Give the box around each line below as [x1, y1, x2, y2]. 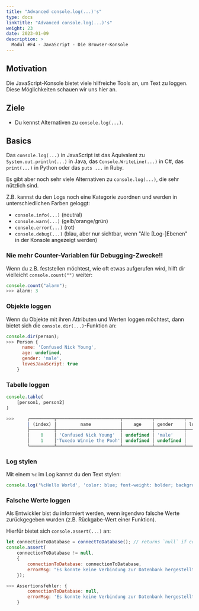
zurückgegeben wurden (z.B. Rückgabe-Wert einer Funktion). [6, 516, 156, 523]
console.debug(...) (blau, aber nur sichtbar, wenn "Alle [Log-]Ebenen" [14, 230, 188, 237]
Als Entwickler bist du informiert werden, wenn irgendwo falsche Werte [6, 510, 180, 517]
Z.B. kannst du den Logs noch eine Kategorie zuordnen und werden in [6, 193, 178, 201]
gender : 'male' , [21, 355, 62, 362]
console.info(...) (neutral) [14, 211, 83, 218]
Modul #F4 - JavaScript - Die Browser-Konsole [11, 42, 129, 48]
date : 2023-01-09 [6, 31, 49, 37]
